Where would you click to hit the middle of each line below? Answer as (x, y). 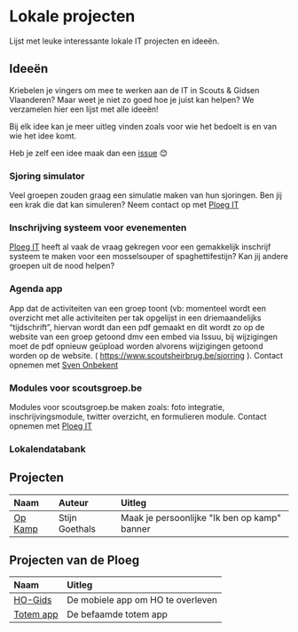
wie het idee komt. (43, 136)
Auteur (73, 502)
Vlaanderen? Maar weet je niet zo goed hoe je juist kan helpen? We (132, 99)
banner (136, 528)
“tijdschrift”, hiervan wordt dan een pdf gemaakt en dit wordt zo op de (137, 327)
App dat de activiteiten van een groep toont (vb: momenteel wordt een (137, 308)
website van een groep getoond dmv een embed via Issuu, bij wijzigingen (143, 336)
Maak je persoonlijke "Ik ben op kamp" (201, 517)
